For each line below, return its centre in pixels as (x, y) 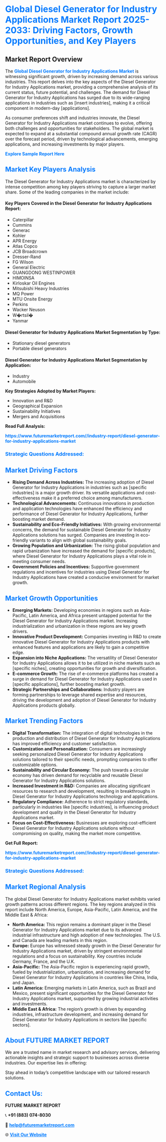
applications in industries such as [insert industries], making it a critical (78, 103)
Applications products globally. (44, 705)
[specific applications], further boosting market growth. (69, 684)
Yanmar (20, 321)
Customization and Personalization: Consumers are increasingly (79, 749)
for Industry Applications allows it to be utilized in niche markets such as (86, 663)
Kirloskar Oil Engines (34, 283)
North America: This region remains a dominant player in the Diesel (82, 924)
